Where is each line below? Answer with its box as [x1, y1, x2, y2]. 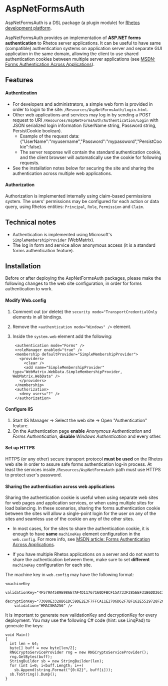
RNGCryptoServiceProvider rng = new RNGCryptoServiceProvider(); [9, 650, 149, 655]
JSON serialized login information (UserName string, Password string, [12, 122, 156, 128]
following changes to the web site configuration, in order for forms [5, 280, 142, 286]
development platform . [5, 25, 52, 31]
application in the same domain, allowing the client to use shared [5, 51, 139, 57]
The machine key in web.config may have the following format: [5, 572, 134, 578]
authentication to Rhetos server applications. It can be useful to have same [5, 40, 161, 46]
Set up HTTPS [5, 445, 35, 451]
